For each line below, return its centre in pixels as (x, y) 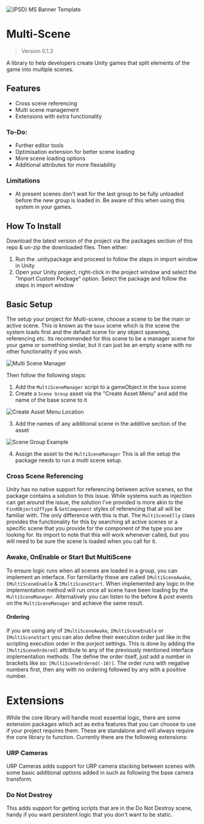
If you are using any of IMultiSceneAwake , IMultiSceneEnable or (85, 630)
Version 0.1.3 (37, 51)
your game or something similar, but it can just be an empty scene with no (99, 345)
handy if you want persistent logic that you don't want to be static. (89, 815)
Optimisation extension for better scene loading (75, 152)
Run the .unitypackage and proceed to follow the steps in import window (106, 259)
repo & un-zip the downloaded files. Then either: (67, 247)
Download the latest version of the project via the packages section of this (100, 241)
